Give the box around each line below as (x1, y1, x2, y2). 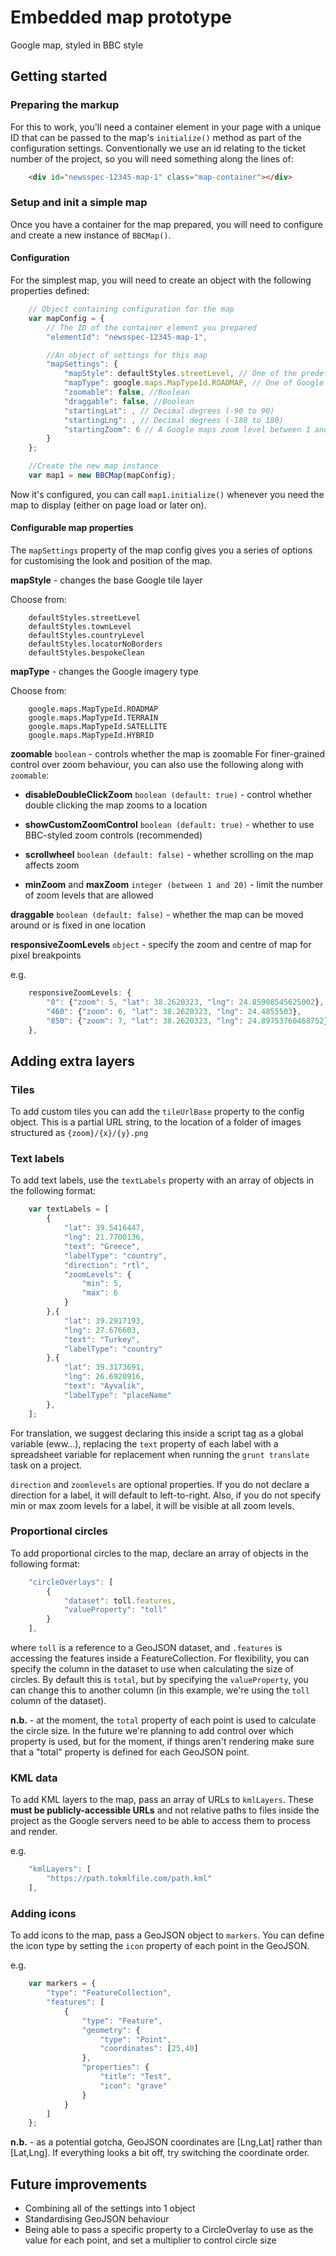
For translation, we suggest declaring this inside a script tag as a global (10, 1427, 304, 1439)
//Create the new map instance (28, 461, 159, 471)
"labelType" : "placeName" (63, 1390, 172, 1400)
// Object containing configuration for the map (28, 304, 235, 314)
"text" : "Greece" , (63, 1241, 141, 1251)
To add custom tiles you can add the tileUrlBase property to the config (10, 1106, 305, 1118)
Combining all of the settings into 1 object (24, 2202, 196, 2215)
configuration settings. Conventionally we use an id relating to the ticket (10, 142, 307, 154)
